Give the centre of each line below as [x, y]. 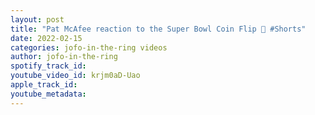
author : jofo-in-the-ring [64, 57]
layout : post [37, 19]
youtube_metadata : [48, 94]
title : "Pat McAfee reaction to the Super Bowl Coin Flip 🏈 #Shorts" [158, 29]
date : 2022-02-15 [46, 38]
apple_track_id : [44, 85]
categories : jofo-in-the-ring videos [89, 47]
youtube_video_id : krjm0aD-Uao [75, 76]
